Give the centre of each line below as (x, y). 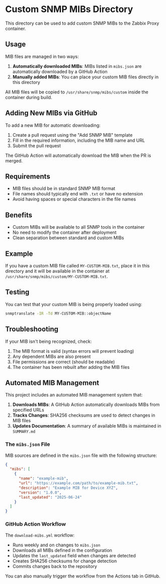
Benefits (19, 215)
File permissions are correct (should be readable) (64, 362)
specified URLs (28, 410)
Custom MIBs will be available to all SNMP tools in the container (78, 227)
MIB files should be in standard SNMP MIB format (64, 188)
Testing (17, 292)
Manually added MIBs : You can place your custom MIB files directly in (86, 77)
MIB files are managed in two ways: (42, 56)
